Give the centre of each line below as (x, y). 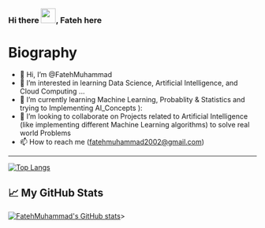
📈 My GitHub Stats (56, 193)
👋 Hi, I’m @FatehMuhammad (66, 74)
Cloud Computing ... (52, 91)
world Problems (45, 133)
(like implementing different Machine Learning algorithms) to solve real (134, 124)
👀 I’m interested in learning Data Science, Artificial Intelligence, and (129, 83)
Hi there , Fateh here (55, 20)
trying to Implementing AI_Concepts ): (81, 108)
